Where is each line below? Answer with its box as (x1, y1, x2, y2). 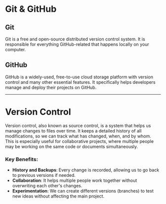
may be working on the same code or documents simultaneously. (5, 143, 138, 149)
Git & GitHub (5, 3, 57, 15)
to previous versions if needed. (12, 172, 76, 178)
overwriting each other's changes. (12, 183, 83, 189)
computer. (5, 47, 26, 52)
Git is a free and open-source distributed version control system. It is (5, 36, 145, 42)
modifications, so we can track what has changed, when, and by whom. (5, 133, 152, 139)
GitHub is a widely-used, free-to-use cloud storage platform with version (5, 74, 153, 80)
